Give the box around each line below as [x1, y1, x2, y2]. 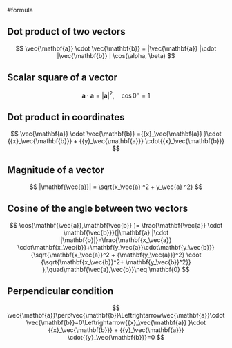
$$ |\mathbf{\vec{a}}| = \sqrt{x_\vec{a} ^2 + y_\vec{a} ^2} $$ [29, 183, 203, 191]
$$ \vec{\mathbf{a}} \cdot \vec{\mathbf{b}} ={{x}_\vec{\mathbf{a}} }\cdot [10, 129, 222, 138]
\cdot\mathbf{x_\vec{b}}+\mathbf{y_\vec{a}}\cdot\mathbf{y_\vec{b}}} [17, 243, 215, 251]
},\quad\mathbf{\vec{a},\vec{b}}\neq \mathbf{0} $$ [42, 265, 190, 273]
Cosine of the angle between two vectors [7, 203, 188, 214]
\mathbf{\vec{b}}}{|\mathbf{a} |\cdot [63, 228, 169, 237]
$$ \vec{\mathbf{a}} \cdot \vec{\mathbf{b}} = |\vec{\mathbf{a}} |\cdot [15, 44, 217, 53]
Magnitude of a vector [7, 164, 105, 176]
